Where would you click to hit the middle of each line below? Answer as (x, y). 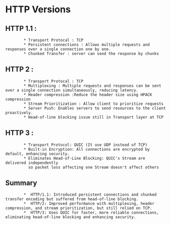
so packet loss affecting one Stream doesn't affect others (93, 167)
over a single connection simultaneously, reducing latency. (72, 90)
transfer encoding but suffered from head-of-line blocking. (72, 199)
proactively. (19, 113)
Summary (21, 183)
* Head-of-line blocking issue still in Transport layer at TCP (94, 117)
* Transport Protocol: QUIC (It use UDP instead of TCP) (85, 145)
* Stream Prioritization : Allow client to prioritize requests (94, 104)
